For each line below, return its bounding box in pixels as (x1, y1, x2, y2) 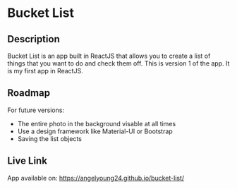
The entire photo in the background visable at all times (17, 119, 176, 128)
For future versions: (7, 106, 65, 114)
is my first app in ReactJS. (7, 67, 83, 75)
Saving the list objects (17, 134, 83, 142)
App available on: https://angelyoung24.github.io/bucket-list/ (7, 173, 185, 182)
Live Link (7, 155, 48, 167)
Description (7, 33, 60, 45)
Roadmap (7, 87, 51, 99)
